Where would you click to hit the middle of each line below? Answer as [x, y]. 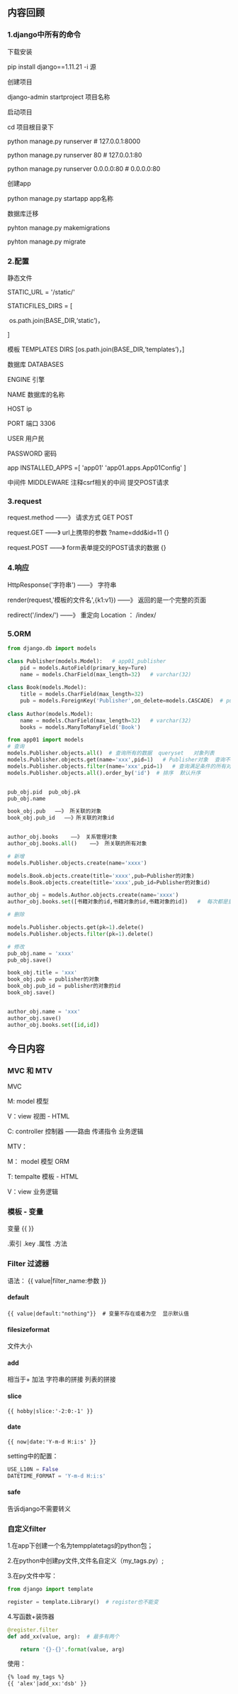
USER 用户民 [26, 438]
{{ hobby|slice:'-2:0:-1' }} [50, 1411]
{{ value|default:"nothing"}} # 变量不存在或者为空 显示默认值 [98, 1314]
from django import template [50, 1589]
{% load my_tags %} [36, 1677]
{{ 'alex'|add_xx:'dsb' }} [47, 1684]
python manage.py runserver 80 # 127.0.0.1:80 [75, 155]
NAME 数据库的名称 [36, 394]
